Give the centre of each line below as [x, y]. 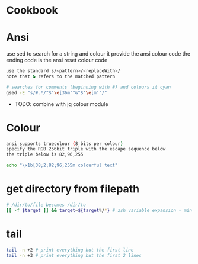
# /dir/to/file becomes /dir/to [46, 205]
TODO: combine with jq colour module [61, 104]
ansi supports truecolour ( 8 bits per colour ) [65, 144]
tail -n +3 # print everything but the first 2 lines [74, 255]
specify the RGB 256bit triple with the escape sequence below [86, 149]
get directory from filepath [73, 189]
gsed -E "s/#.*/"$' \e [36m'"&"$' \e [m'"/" [57, 92]
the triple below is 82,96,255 [45, 154]
